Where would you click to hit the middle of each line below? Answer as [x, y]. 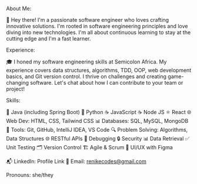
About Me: [19, 9]
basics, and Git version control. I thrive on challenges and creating [86, 76]
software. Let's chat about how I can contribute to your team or [107, 83]
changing [18, 83]
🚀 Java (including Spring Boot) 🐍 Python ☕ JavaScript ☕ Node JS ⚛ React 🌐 [99, 112]
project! [16, 89]
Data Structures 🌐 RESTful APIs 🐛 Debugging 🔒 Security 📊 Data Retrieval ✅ [98, 138]
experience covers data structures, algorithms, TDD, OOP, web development [99, 70]
